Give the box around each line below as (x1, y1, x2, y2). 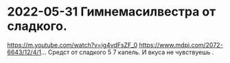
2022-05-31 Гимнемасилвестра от (7, 4, 216, 20)
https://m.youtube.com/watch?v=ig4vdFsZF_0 (7, 41, 138, 49)
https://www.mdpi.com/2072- (139, 41, 223, 49)
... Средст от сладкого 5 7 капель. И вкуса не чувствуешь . (41, 48, 214, 56)
